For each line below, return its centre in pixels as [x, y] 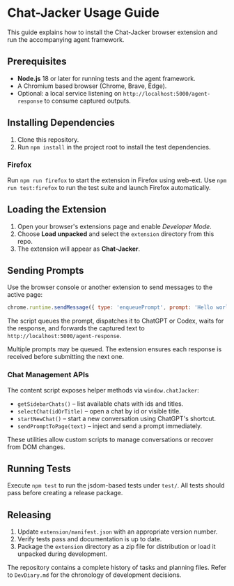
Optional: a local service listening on [69, 93]
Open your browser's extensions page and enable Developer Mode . [115, 226]
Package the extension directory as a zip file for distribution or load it [116, 547]
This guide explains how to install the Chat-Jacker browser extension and [112, 32]
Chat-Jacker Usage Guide [84, 13]
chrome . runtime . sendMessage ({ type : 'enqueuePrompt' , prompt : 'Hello [110, 308]
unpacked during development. [62, 554]
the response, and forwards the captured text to [76, 328]
